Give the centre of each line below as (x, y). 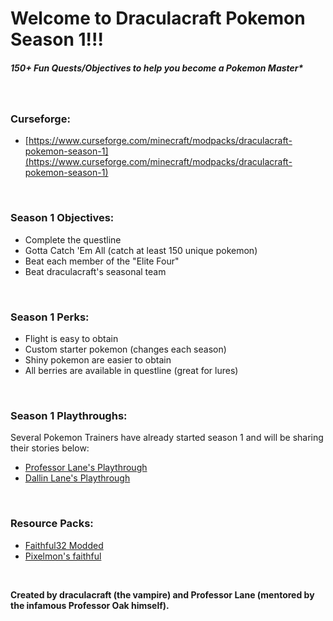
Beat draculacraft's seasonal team (95, 271)
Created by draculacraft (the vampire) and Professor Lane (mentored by (162, 594)
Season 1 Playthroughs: (69, 415)
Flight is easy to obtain (71, 339)
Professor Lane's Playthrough (86, 468)
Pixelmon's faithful (63, 556)
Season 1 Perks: (50, 317)
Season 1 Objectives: (62, 218)
